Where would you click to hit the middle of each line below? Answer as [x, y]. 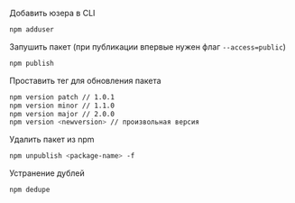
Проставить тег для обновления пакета [85, 80]
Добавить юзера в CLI [52, 13]
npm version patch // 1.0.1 [62, 97]
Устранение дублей [47, 173]
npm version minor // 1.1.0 [62, 106]
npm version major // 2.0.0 [62, 114]
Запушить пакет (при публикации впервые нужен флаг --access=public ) [148, 46]
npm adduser [32, 30]
